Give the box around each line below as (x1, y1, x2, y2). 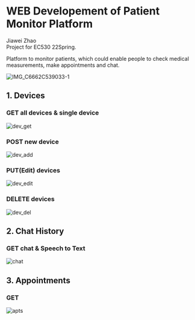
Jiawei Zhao (6, 37, 37, 44)
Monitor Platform (6, 17, 93, 31)
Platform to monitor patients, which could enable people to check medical (6, 55, 190, 62)
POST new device (6, 137, 59, 146)
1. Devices (6, 90, 45, 101)
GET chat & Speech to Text (6, 244, 85, 253)
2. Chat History (6, 226, 64, 236)
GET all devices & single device (6, 108, 99, 117)
